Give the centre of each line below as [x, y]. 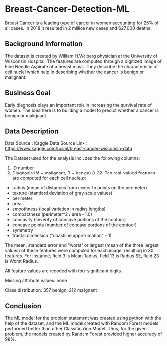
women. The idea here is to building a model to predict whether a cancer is [82, 110]
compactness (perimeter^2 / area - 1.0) [52, 214]
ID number [23, 168]
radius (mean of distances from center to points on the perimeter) [80, 188]
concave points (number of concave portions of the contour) [74, 225]
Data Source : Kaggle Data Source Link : [46, 143]
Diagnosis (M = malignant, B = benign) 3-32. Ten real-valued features [84, 173]
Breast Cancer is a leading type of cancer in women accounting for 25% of [82, 23]
